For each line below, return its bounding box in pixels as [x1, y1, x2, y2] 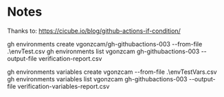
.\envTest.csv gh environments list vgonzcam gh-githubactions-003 [7, 47, 200, 55]
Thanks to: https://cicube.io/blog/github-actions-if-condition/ [7, 27, 181, 35]
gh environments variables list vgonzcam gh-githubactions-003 [7, 74, 188, 83]
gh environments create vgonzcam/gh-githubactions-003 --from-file [7, 40, 203, 48]
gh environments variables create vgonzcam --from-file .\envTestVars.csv [7, 68, 218, 76]
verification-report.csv [38, 54, 102, 62]
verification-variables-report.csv [17, 82, 110, 90]
